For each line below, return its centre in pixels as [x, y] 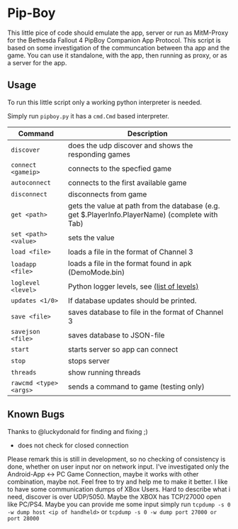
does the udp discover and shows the [131, 145]
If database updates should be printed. [132, 301]
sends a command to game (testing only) [136, 386]
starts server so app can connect [123, 349]
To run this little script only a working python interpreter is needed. [104, 102]
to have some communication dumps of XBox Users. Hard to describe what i [119, 489]
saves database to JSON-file [117, 335]
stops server [89, 361]
